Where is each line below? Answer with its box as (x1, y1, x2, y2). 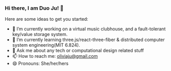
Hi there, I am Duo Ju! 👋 (5, 5, 64, 12)
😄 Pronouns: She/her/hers (12, 60, 69, 66)
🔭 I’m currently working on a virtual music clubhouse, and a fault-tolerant (12, 26, 166, 32)
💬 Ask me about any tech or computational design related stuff (12, 48, 144, 54)
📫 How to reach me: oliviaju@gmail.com (12, 53, 98, 59)
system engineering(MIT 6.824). (12, 42, 80, 48)
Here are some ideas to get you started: (5, 16, 89, 22)
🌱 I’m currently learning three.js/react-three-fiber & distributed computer (12, 37, 165, 43)
